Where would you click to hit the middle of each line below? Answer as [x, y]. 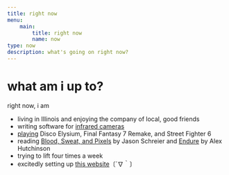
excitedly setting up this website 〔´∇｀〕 [76, 164]
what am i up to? [56, 86]
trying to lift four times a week [60, 156]
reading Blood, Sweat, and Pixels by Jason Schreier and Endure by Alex [119, 141]
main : [28, 26]
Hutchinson [34, 148]
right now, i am [28, 105]
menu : [15, 20]
